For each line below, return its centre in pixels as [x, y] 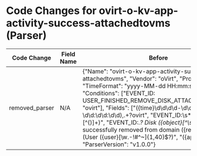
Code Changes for [51, 11]
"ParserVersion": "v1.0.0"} [119, 144]
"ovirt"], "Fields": [106, 108]
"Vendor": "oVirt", [154, 78]
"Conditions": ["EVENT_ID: [119, 93]
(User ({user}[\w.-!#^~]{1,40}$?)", [130, 137]
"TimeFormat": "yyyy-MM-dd [124, 86]
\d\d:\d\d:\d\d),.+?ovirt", [116, 115]
